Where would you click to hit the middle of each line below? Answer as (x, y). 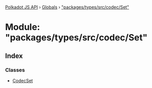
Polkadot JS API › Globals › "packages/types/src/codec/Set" (67, 7)
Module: (23, 27)
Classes (15, 70)
